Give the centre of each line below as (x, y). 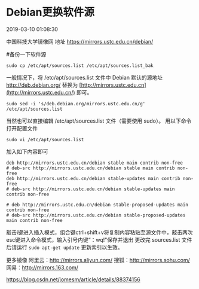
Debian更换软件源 (50, 12)
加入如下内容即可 (27, 151)
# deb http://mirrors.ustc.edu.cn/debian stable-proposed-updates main (97, 205)
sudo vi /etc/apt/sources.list (45, 139)
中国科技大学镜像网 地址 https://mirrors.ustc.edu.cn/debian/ (80, 41)
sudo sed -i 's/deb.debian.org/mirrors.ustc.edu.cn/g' (76, 104)
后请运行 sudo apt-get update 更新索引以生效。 (65, 247)
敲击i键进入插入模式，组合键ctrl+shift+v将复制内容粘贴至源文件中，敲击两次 (99, 232)
